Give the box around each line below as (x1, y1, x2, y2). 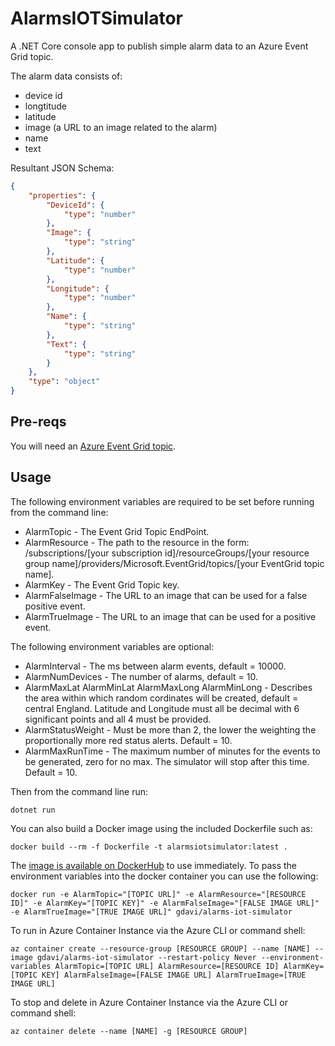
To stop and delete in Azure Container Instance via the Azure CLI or (10, 996, 288, 1008)
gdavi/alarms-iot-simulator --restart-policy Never (36, 952, 257, 962)
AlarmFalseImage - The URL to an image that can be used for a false (24, 589, 308, 601)
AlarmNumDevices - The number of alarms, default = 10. (24, 670, 258, 682)
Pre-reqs (10, 413, 67, 431)
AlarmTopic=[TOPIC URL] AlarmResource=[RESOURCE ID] (54, 961, 280, 971)
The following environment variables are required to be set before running (10, 495, 315, 507)
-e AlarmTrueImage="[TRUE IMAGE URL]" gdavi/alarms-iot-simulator (10, 907, 293, 917)
